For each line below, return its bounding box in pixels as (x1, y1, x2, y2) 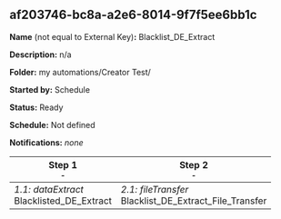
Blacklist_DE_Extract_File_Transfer (120, 194, 267, 207)
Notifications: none (9, 136, 84, 148)
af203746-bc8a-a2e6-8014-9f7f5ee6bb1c (9, 7, 257, 23)
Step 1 (48, 158, 78, 171)
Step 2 (178, 158, 209, 171)
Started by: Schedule (9, 84, 91, 95)
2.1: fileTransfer (120, 183, 189, 195)
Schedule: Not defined (9, 119, 95, 130)
